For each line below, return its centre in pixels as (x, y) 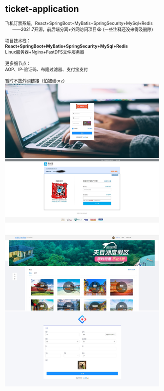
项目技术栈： (18, 41)
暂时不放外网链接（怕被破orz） (36, 80)
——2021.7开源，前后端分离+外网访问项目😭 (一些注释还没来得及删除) (82, 29)
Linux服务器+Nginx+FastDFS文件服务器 (45, 52)
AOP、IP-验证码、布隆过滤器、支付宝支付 (47, 69)
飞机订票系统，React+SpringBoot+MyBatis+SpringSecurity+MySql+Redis (79, 23)
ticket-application (42, 9)
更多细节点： (18, 63)
